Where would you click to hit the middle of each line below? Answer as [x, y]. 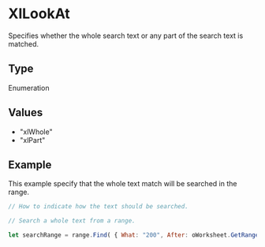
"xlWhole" [36, 132]
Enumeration [29, 88]
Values [26, 112]
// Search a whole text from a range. [72, 221]
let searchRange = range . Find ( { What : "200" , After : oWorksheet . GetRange [134, 235]
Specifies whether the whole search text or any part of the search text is [126, 36]
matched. [24, 43]
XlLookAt [39, 14]
